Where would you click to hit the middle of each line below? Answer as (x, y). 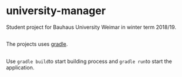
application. (20, 67)
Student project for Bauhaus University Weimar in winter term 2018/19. (91, 27)
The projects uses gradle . (37, 44)
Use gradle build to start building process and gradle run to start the (89, 61)
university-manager (56, 11)
